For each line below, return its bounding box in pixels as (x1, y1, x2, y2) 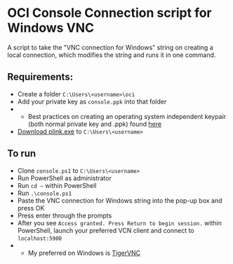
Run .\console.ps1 (17, 189, 72, 197)
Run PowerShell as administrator (17, 174, 112, 182)
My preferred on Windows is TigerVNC (27, 249, 141, 257)
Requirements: (7, 71, 74, 83)
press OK (17, 203, 45, 212)
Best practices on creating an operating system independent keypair (27, 112, 227, 120)
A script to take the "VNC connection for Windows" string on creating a (7, 43, 213, 51)
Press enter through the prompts (17, 211, 112, 220)
